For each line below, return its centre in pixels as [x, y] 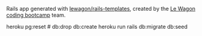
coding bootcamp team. [36, 15]
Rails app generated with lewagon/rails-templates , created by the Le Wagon [101, 9]
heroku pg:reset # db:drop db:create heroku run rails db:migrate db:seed [97, 27]
